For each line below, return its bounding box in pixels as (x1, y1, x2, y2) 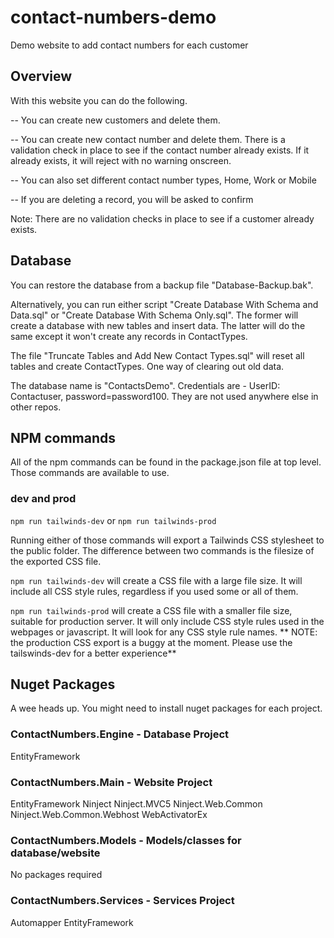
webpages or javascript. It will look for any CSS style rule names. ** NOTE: (10, 626, 318, 638)
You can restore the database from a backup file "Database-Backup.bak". (10, 279, 314, 291)
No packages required (10, 869, 103, 881)
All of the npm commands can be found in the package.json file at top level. (10, 456, 322, 468)
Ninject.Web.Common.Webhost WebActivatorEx (10, 809, 208, 821)
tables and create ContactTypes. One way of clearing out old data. (10, 360, 285, 372)
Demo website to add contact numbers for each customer (10, 39, 249, 51)
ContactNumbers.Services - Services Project (10, 894, 235, 908)
